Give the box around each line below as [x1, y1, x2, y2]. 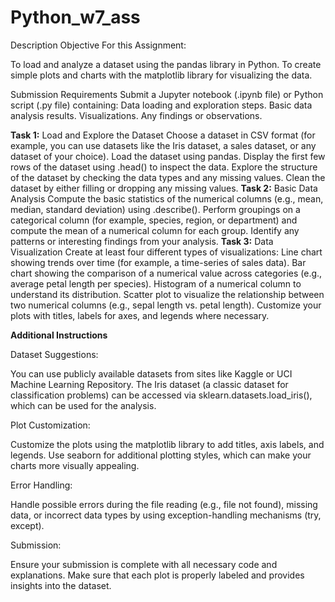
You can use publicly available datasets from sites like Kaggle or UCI [10, 367, 293, 380]
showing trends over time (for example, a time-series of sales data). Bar [10, 256, 307, 268]
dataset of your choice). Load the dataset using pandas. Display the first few [10, 150, 326, 162]
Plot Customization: [10, 419, 91, 431]
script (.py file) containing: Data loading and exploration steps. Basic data [10, 99, 313, 111]
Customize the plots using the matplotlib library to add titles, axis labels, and [10, 438, 325, 450]
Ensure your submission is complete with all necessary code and [10, 558, 278, 570]
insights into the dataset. [10, 579, 112, 591]
